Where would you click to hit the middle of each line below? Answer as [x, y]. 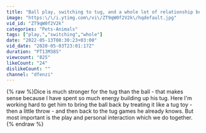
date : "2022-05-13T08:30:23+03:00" [52, 40]
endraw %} [29, 124]
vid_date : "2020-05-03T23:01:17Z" [51, 46]
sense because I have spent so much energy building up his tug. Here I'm [99, 98]
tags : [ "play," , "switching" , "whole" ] [55, 35]
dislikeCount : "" [29, 69]
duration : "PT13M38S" [34, 52]
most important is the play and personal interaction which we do [87, 118]
